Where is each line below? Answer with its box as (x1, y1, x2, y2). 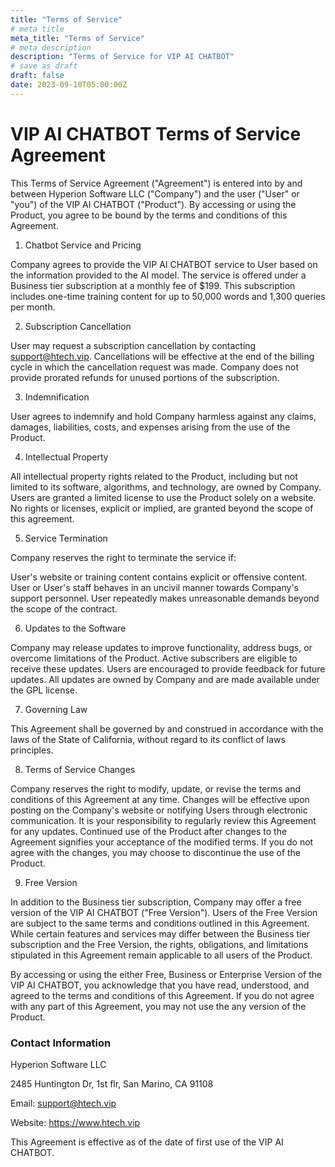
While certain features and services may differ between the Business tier (10, 927, 310, 940)
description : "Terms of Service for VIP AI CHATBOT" (10, 52, 235, 62)
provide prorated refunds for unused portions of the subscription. (10, 371, 280, 383)
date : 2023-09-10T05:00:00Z (10, 80, 128, 90)
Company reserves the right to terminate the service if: (10, 551, 237, 563)
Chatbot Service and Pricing (24, 239, 142, 251)
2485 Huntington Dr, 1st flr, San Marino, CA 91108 (10, 1077, 214, 1090)
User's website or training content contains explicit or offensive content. (10, 571, 308, 583)
